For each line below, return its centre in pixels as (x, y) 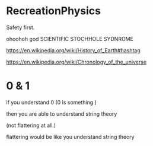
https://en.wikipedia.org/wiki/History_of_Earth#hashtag (73, 50)
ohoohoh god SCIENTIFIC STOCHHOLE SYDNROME (70, 39)
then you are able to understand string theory (62, 113)
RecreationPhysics (53, 11)
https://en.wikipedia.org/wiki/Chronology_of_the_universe (76, 62)
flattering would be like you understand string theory (70, 137)
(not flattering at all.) (31, 125)
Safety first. (20, 27)
